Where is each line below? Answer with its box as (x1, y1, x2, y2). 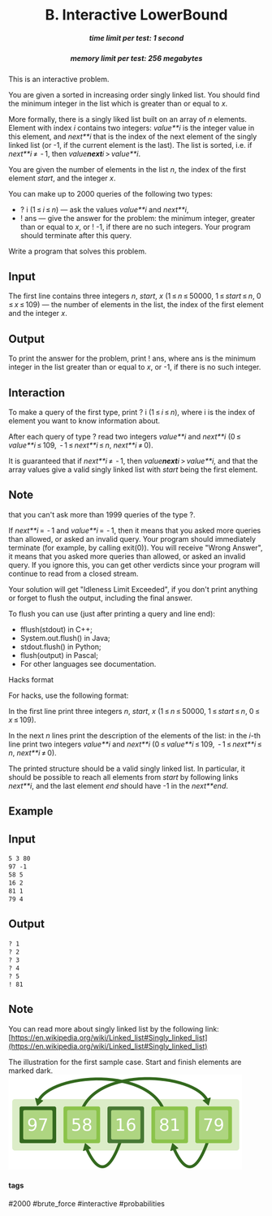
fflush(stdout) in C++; (19, 624, 93, 634)
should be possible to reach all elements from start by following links (8, 772, 239, 781)
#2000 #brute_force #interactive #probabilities (8, 1198, 165, 1208)
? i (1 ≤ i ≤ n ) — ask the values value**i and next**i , (19, 205, 189, 214)
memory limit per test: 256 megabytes (70, 54, 203, 63)
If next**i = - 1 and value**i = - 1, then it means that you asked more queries (8, 526, 261, 535)
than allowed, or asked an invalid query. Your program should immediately (8, 534, 257, 543)
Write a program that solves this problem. (8, 246, 147, 256)
